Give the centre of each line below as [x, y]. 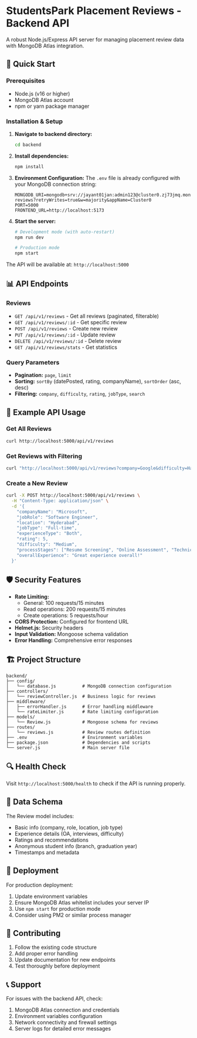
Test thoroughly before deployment [57, 966]
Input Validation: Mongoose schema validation [72, 634]
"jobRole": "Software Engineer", [57, 517]
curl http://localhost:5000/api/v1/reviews [60, 441]
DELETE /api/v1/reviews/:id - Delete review [68, 341]
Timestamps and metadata [47, 852]
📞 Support [24, 984]
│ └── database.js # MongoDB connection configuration [89, 686]
